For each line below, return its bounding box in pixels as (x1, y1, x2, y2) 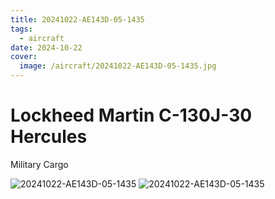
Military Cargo (10, 158, 69, 170)
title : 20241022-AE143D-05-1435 (10, 14, 145, 25)
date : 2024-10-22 (10, 42, 83, 53)
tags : (10, 24, 33, 34)
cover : (10, 52, 38, 62)
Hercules (10, 126, 88, 148)
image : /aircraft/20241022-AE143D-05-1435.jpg (19, 61, 217, 71)
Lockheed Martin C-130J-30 (10, 104, 253, 127)
